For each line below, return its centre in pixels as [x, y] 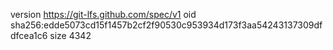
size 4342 [70, 35]
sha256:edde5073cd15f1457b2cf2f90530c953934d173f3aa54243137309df [166, 25]
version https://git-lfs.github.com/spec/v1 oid [103, 14]
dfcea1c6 [29, 35]
